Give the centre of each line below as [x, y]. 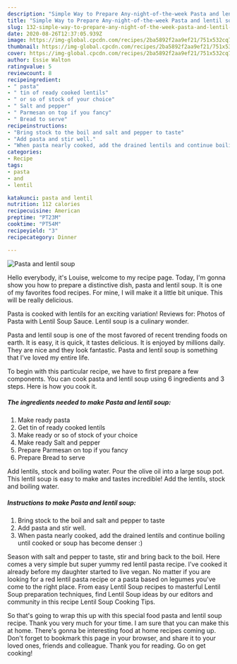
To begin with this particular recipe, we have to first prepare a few [103, 371]
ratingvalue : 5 [30, 67]
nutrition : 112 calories [44, 205]
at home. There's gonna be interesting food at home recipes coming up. [112, 631]
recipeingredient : [34, 80]
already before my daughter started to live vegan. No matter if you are [109, 572]
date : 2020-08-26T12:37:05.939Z [55, 34]
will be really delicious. [41, 300]
